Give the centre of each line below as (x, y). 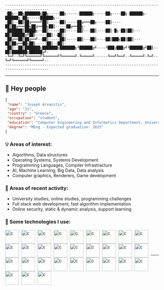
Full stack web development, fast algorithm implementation (72, 204)
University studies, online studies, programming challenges (72, 199)
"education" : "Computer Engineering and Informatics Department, (75, 123)
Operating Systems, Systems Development (55, 160)
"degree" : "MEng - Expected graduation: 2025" (55, 127)
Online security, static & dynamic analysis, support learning (72, 209)
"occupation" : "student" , (33, 118)
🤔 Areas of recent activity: (37, 188)
